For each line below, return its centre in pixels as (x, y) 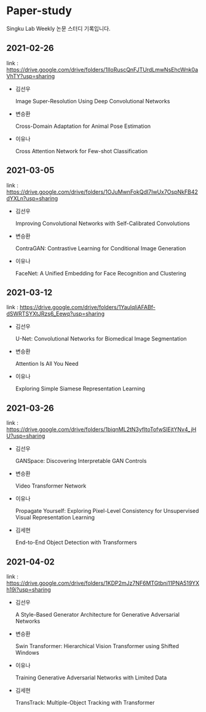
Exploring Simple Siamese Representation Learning (80, 389)
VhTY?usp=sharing (31, 76)
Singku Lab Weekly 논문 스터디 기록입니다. (58, 28)
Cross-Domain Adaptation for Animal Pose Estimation (83, 126)
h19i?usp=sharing (29, 590)
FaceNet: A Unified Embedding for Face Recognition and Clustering (101, 273)
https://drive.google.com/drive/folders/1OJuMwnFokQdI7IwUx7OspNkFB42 (102, 192)
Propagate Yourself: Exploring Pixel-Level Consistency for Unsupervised (107, 511)
